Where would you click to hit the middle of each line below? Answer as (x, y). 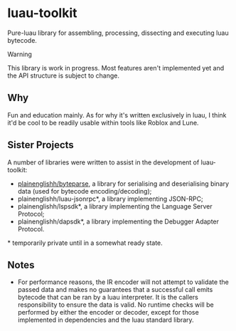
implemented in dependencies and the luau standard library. (106, 320)
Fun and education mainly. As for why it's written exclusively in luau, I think (117, 115)
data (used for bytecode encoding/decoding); (85, 191)
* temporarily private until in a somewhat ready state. (85, 243)
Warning (20, 54)
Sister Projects (41, 145)
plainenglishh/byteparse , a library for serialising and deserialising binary (123, 184)
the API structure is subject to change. (63, 75)
